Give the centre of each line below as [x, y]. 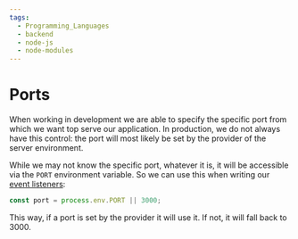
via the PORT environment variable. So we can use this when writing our [140, 175]
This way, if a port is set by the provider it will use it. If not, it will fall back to [148, 217]
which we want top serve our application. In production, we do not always [145, 129]
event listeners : [37, 185]
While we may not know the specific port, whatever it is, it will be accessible [149, 165]
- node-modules [46, 51]
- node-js [35, 42]
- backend [35, 34]
